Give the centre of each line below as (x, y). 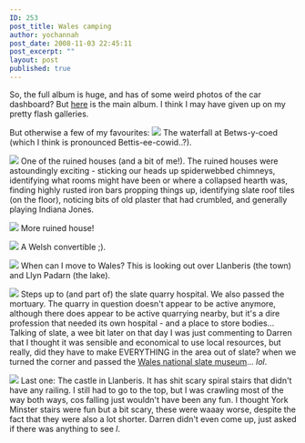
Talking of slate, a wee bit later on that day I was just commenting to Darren (151, 332)
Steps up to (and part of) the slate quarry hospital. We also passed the (152, 294)
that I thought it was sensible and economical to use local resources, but (145, 342)
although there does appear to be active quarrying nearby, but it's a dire (145, 313)
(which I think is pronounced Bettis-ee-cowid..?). (101, 142)
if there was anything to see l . (65, 428)
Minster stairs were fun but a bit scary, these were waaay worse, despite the (153, 409)
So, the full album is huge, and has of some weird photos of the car (136, 94)
